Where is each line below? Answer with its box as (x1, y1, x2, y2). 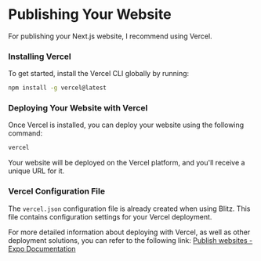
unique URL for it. (8, 166, 65, 176)
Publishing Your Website (8, 5, 172, 24)
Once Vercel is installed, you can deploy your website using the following (8, 120, 245, 130)
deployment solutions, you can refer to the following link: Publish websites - (8, 235, 253, 245)
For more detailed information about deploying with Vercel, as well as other (8, 227, 251, 237)
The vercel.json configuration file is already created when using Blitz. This (8, 204, 251, 213)
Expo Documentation (8, 244, 76, 253)
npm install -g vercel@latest (8, 84, 107, 92)
